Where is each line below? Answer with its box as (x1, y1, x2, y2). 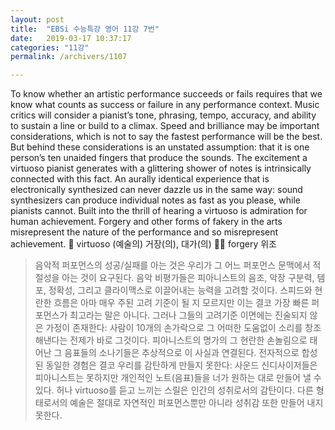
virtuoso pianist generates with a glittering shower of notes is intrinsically (10, 162, 312, 175)
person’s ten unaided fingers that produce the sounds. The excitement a (10, 152, 308, 164)
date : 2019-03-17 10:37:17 (10, 33, 132, 43)
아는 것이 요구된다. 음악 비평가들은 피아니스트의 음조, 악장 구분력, (61, 272, 315, 284)
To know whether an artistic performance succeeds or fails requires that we (10, 88, 323, 100)
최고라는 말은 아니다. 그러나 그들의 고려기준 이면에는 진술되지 (69, 309, 308, 321)
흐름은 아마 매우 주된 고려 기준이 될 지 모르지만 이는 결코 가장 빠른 (53, 297, 310, 309)
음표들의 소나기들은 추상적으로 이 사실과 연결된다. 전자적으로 (64, 347, 300, 359)
